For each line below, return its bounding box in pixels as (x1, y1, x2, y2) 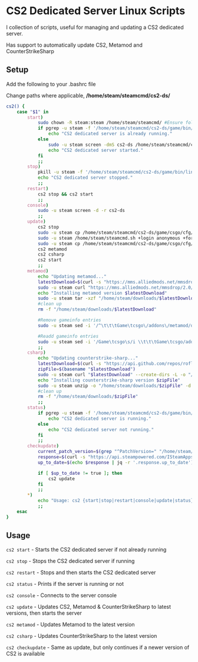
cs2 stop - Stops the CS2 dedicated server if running (6, 557, 135, 565)
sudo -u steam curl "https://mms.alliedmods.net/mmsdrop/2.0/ (37, 285, 194, 291)
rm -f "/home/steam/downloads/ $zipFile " (37, 394, 138, 400)
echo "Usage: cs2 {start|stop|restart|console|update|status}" (37, 498, 196, 504)
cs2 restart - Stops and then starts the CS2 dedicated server (6, 569, 156, 576)
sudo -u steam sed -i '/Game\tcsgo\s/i (37, 338, 136, 345)
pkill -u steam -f (37, 169, 83, 175)
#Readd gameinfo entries (37, 333, 99, 339)
